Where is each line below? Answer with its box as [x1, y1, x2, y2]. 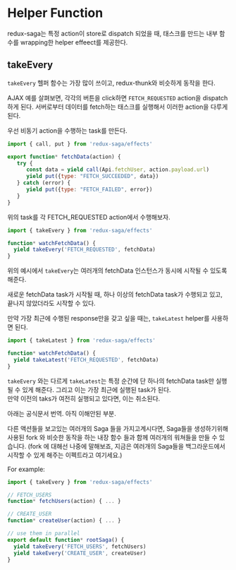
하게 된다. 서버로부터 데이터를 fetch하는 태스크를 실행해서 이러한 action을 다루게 [7, 102, 228, 111]
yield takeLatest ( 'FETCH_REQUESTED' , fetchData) [13, 356, 159, 363]
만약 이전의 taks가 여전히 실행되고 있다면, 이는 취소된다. [7, 394, 161, 403]
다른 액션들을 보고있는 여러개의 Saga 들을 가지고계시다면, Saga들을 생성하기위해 [7, 424, 229, 432]
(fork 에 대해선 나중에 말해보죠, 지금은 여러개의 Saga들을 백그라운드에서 [27, 441, 225, 450]
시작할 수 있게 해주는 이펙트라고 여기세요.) [7, 451, 123, 459]
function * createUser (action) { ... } [7, 517, 121, 524]
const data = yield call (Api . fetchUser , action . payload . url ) [25, 166, 210, 174]
